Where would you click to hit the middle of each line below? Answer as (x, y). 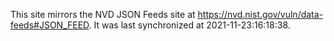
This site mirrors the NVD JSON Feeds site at (103, 14)
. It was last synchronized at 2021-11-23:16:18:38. (189, 25)
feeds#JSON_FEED (50, 25)
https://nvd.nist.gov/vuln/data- (260, 14)
